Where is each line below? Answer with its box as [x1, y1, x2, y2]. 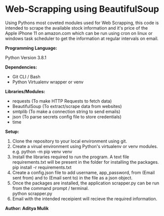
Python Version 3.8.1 [5, 54, 47, 60]
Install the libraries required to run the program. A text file [12, 154, 129, 160]
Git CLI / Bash [12, 73, 41, 79]
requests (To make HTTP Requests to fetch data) [12, 98, 112, 104]
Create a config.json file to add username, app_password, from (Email [12, 169, 155, 176]
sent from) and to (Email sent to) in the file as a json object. [12, 175, 133, 180]
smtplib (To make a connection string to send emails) [12, 108, 121, 114]
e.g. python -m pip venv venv [12, 148, 73, 154]
